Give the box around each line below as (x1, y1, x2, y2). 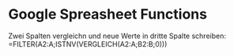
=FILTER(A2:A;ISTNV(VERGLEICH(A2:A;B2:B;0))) (8, 39, 168, 48)
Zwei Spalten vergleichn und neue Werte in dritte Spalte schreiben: (8, 31, 227, 40)
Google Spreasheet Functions (8, 5, 208, 23)
